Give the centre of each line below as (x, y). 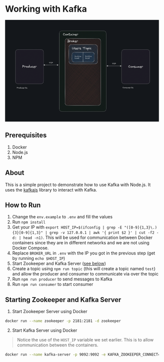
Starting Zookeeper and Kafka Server (63, 300)
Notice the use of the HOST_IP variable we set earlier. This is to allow (85, 340)
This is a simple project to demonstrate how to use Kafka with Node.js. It (78, 185)
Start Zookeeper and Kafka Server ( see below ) (59, 264)
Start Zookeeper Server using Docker (50, 312)
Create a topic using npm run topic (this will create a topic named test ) (84, 269)
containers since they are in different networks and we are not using (81, 243)
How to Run (23, 205)
